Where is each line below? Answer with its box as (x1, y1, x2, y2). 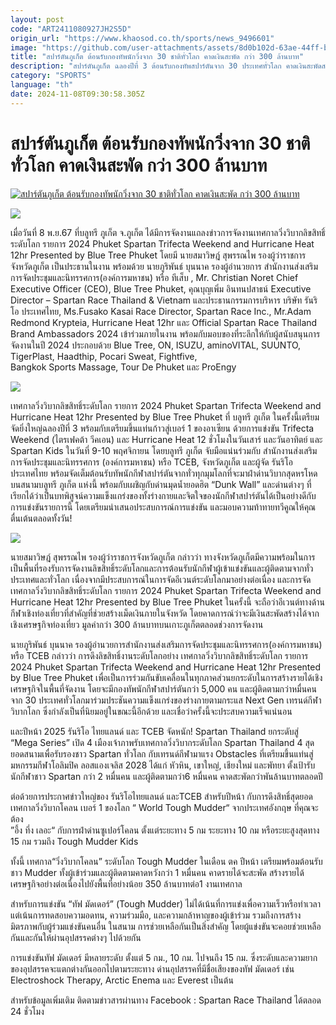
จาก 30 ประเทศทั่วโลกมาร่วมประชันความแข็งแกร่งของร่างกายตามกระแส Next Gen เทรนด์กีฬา (10, 694, 322, 706)
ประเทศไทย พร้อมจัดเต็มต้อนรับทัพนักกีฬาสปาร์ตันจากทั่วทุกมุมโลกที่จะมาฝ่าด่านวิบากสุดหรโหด (10, 467, 318, 479)
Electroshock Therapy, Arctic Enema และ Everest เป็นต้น (10, 974, 234, 986)
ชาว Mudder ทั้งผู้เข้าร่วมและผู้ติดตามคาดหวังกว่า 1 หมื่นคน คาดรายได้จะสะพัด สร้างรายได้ (10, 866, 305, 878)
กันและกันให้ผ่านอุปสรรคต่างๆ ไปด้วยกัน (10, 931, 142, 943)
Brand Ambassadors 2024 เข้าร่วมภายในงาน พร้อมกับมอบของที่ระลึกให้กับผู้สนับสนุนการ (10, 327, 321, 340)
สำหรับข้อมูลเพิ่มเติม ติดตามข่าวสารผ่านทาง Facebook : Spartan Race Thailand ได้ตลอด (10, 994, 322, 1006)
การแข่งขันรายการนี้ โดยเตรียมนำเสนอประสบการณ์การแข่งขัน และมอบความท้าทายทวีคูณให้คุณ (10, 501, 317, 513)
